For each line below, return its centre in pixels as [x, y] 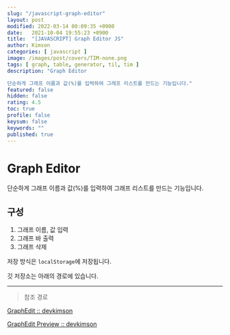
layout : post [26, 20]
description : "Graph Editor [47, 71]
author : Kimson [29, 45]
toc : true [21, 109]
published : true [30, 135]
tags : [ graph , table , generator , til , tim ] [73, 65]
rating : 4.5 [24, 103]
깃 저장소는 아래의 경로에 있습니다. [53, 276]
